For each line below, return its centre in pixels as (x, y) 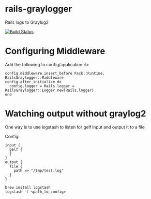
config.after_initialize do (33, 82)
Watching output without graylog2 (75, 114)
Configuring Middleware (55, 51)
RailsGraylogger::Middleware (34, 78)
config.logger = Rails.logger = (42, 86)
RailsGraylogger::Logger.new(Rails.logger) (50, 90)
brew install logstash (28, 187)
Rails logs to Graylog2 (27, 22)
